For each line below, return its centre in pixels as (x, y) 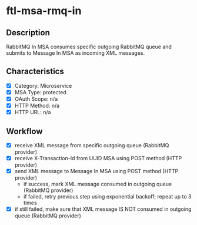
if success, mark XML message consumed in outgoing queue (98, 184)
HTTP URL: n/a (33, 113)
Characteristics (35, 72)
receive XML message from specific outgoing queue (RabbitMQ (92, 145)
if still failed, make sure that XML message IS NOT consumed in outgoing (103, 209)
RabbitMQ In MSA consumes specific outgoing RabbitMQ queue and (89, 47)
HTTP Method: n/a (37, 105)
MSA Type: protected (40, 92)
